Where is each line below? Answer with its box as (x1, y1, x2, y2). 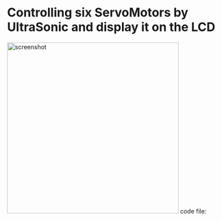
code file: (180, 207, 207, 215)
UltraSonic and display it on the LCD (7, 19, 216, 35)
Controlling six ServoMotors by (7, 5, 188, 21)
